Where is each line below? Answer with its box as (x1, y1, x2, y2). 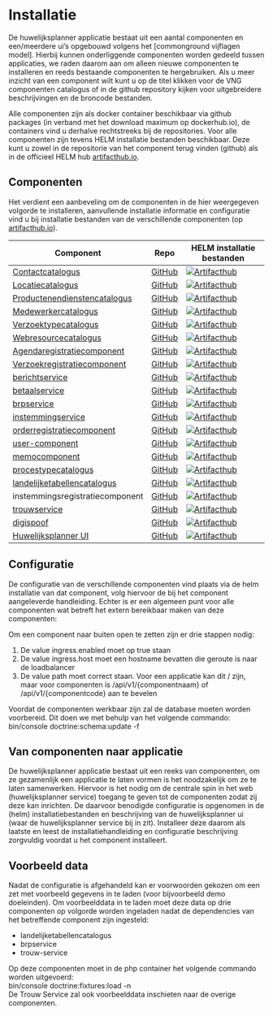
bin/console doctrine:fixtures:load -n (8, 981, 132, 991)
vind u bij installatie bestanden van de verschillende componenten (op (8, 214, 244, 224)
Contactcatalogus (12, 266, 81, 277)
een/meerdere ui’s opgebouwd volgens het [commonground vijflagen (8, 41, 240, 50)
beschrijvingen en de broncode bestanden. (8, 93, 153, 102)
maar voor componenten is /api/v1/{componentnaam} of (19, 680, 209, 690)
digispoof (12, 517, 49, 528)
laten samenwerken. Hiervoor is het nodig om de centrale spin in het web (8, 784, 253, 793)
